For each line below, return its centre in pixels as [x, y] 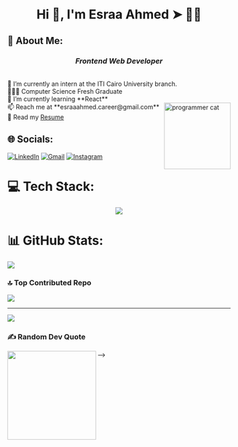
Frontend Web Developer [119, 61]
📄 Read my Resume [36, 117]
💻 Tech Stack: [51, 186]
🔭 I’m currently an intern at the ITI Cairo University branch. [92, 84]
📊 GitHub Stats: [56, 240]
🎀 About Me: [35, 41]
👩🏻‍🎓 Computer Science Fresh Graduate [65, 91]
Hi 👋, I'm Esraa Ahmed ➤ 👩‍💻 [119, 15]
